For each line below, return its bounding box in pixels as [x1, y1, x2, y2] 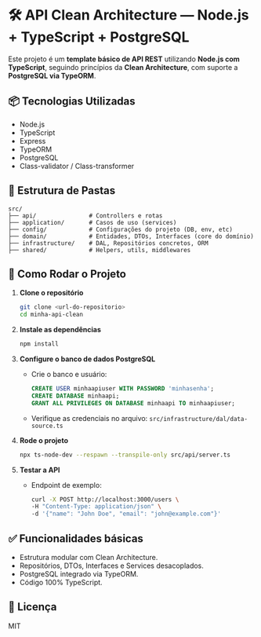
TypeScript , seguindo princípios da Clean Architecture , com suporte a [8, 62, 238, 71]
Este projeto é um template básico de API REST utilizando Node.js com [8, 54, 241, 64]
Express [19, 136, 46, 145]
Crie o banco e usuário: [31, 370, 107, 379]
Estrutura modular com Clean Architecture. [19, 552, 158, 562]
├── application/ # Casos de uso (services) [8, 218, 177, 226]
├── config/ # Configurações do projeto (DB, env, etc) [8, 225, 234, 233]
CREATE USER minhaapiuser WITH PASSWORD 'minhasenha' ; [31, 385, 214, 393]
